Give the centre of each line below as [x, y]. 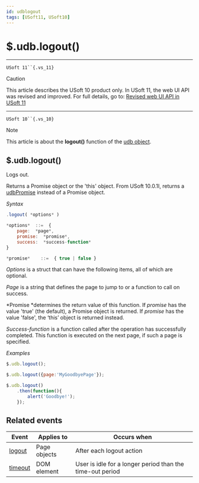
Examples [18, 353]
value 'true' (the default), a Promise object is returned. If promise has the [95, 311]
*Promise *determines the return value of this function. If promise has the [96, 305]
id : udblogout [24, 12]
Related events [34, 420]
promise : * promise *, [43, 236]
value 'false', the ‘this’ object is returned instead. [65, 318]
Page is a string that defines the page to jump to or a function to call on [93, 287]
